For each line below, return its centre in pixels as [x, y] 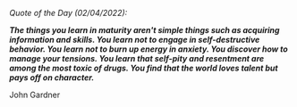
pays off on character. [52, 78]
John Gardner [35, 95]
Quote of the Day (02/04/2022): [68, 13]
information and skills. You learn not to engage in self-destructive [135, 40]
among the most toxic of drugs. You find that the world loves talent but [144, 68]
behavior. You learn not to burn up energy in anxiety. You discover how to [148, 49]
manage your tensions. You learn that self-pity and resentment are [137, 58]
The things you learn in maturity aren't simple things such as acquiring [144, 30]
